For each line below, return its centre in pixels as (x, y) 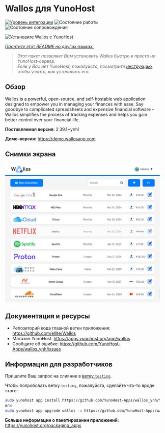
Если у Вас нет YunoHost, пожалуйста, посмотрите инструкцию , (85, 66)
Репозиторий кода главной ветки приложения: (61, 328)
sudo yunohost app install (33, 401)
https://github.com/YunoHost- (90, 344)
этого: (12, 391)
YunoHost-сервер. (36, 61)
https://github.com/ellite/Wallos (44, 333)
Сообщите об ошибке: (35, 344)
